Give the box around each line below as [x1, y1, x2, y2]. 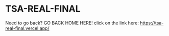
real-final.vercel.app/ [5, 25, 50, 31]
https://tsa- [139, 20, 164, 26]
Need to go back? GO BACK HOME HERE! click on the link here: [5, 20, 139, 26]
